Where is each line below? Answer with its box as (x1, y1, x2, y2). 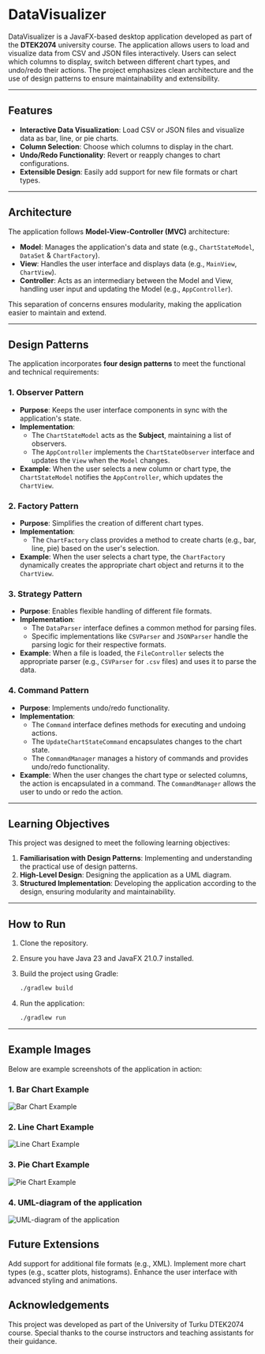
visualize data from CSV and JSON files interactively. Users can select (8, 48, 237, 58)
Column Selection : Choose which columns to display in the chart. (19, 141, 234, 151)
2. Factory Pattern (8, 500, 79, 511)
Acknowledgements (8, 1299, 110, 1312)
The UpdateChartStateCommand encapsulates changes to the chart (31, 737, 242, 746)
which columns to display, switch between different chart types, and (8, 57, 230, 66)
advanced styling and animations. (8, 1275, 118, 1285)
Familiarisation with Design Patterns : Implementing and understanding (19, 854, 252, 863)
